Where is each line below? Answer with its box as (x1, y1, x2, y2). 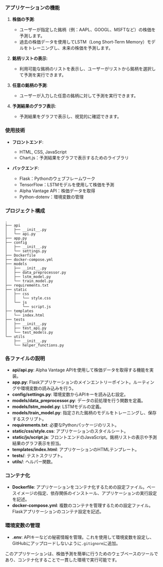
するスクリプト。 (12, 416, 47, 422)
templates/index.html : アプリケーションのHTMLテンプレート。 (12, 447, 140, 453)
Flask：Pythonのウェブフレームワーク (19, 175, 96, 181)
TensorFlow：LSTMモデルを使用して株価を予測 (19, 181, 114, 187)
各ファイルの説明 (5, 355, 45, 362)
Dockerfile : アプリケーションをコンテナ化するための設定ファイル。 (12, 484, 147, 490)
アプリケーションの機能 (5, 4, 60, 11)
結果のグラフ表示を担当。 (12, 440, 64, 446)
